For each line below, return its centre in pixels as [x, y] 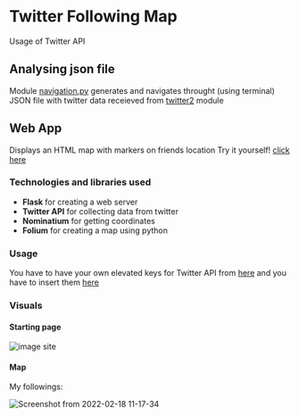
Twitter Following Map [93, 17]
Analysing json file [62, 69]
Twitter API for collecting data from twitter [100, 211]
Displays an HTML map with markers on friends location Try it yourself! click [149, 150]
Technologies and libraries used [80, 182]
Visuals [26, 305]
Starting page [35, 327]
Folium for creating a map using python [95, 230]
